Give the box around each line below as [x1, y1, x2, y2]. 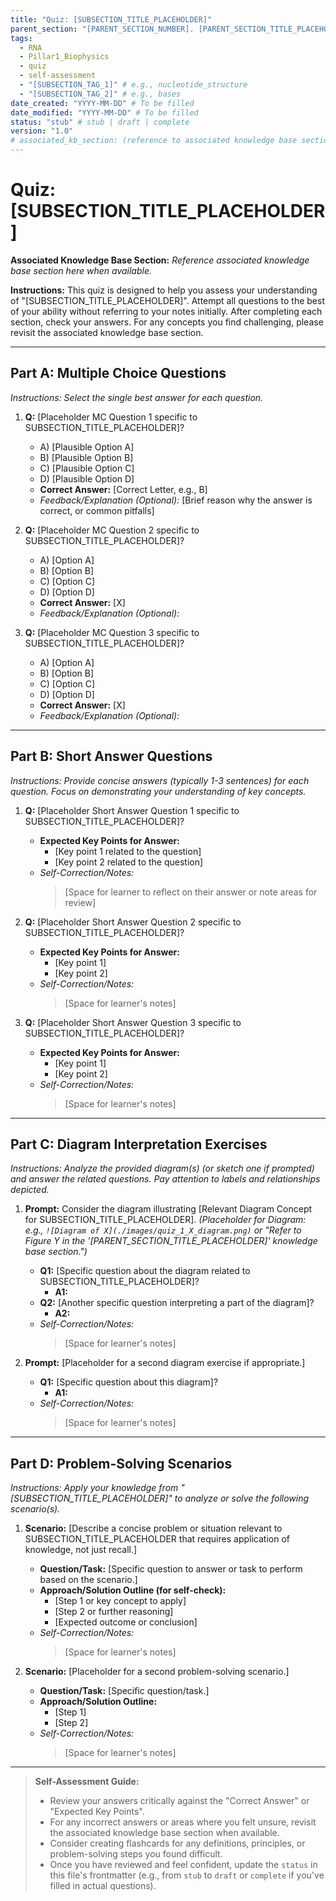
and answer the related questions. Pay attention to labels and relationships [10, 1173, 321, 1185]
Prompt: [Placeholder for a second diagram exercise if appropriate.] [24, 1357, 306, 1369]
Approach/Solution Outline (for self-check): [39, 1584, 227, 1596]
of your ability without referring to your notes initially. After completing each [10, 305, 323, 317]
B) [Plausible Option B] [39, 451, 134, 463]
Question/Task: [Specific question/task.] [39, 1685, 210, 1697]
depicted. [10, 1184, 50, 1196]
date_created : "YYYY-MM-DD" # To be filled [10, 98, 195, 108]
